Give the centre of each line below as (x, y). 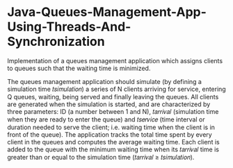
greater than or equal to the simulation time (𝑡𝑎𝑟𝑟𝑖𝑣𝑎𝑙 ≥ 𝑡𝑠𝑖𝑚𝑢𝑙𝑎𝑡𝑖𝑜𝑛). (101, 157)
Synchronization (56, 42)
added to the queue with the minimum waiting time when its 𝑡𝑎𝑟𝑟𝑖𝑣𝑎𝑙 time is (113, 149)
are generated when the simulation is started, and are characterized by (109, 104)
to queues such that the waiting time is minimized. (79, 68)
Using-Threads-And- (69, 27)
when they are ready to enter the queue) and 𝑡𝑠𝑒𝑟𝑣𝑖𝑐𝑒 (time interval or (106, 119)
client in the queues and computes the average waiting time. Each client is (114, 142)
